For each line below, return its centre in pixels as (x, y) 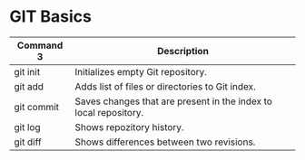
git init (27, 71)
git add (29, 86)
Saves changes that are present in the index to (173, 101)
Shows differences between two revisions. (165, 142)
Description (183, 51)
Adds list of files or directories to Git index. (165, 86)
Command (40, 45)
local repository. (109, 112)
